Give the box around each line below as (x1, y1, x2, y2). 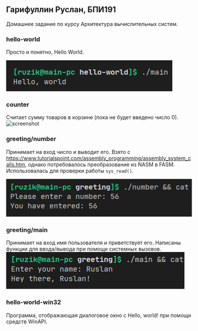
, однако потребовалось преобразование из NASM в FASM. (25, 160, 175, 168)
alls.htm (6, 160, 25, 168)
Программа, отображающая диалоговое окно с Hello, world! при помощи (6, 312, 192, 319)
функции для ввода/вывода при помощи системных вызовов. (6, 245, 161, 253)
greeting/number (6, 135, 57, 143)
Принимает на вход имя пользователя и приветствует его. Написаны (6, 239, 181, 247)
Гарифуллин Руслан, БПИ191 (6, 5, 116, 15)
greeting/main (6, 226, 48, 234)
